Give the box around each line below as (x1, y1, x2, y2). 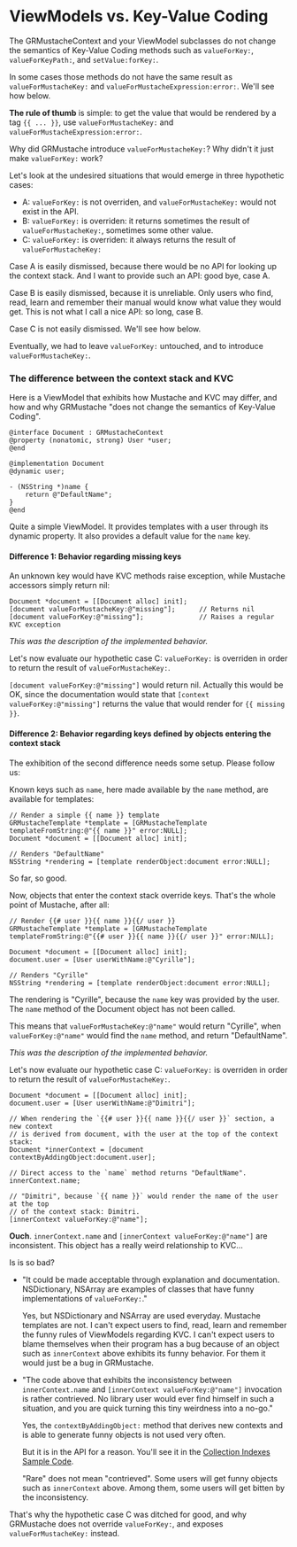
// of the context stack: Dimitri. (9, 1207, 141, 1216)
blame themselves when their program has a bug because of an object (21, 1338, 280, 1349)
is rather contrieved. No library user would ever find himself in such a (21, 1393, 275, 1403)
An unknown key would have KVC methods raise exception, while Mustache (9, 571, 286, 581)
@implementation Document (9, 459, 104, 469)
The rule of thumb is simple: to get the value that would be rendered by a (9, 107, 277, 118)
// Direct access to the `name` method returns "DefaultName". (9, 1168, 247, 1178)
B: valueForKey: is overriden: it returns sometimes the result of (21, 215, 250, 226)
